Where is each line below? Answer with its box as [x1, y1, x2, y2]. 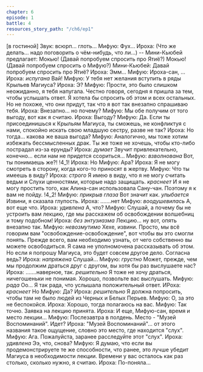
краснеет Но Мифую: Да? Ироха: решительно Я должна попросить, [6, 288, 182, 295]
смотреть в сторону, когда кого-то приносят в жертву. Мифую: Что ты [6, 165, 190, 173]
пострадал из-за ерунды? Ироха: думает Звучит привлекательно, [6, 146, 178, 153]
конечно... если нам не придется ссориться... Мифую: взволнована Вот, [6, 153, 194, 160]
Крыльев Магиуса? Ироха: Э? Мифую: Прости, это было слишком [6, 81, 177, 89]
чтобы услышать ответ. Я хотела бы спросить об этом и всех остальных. [6, 94, 196, 102]
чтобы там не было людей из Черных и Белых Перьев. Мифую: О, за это [6, 294, 194, 301]
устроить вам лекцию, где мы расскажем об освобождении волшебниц [6, 210, 194, 218]
